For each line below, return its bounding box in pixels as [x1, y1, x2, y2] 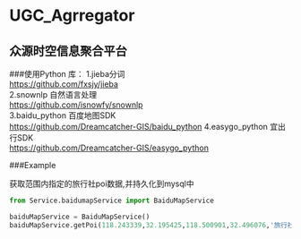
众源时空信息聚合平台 [9, 43, 127, 58]
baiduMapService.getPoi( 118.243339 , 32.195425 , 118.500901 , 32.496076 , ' [9, 220, 275, 229]
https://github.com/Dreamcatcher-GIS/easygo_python [9, 142, 209, 153]
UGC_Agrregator [9, 5, 135, 26]
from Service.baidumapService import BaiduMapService [9, 196, 215, 205]
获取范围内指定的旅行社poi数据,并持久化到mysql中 [9, 178, 194, 189]
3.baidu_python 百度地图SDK [9, 110, 116, 121]
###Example [9, 160, 56, 170]
